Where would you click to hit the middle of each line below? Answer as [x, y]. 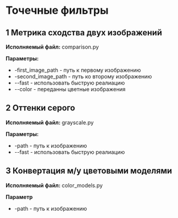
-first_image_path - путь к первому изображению [78, 70]
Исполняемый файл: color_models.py [54, 185]
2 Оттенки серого [41, 108]
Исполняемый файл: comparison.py [52, 47]
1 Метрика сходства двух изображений [84, 33]
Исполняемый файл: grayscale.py [50, 122]
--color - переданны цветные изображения [70, 89]
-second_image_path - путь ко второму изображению [83, 76]
